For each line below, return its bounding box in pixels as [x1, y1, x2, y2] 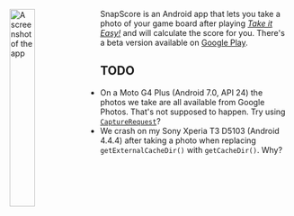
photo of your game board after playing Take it [100, 18, 273, 29]
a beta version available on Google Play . [100, 37, 248, 48]
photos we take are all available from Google [100, 96, 265, 107]
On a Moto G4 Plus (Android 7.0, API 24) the [100, 86, 263, 98]
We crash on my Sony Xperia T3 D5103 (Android [100, 125, 280, 136]
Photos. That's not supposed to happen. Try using [100, 106, 286, 117]
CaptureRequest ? [100, 115, 161, 126]
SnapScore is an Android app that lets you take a [100, 9, 281, 19]
